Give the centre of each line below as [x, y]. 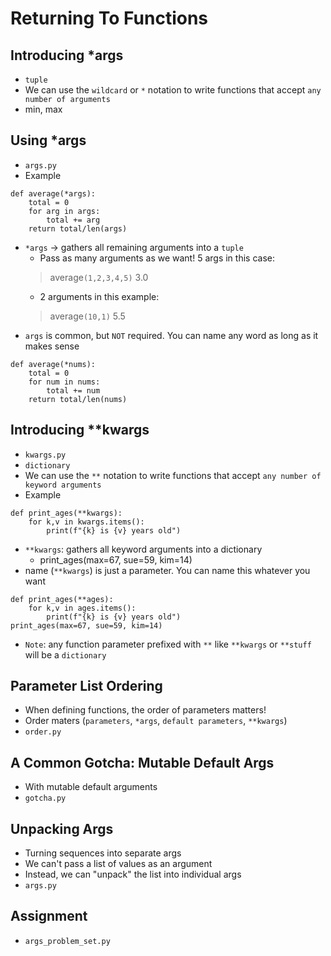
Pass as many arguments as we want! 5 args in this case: [157, 258]
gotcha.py [45, 798]
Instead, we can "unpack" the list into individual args [133, 874]
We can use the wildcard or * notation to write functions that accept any [173, 90]
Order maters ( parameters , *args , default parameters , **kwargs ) [156, 721]
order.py [43, 732]
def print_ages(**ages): [62, 599]
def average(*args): [53, 193]
